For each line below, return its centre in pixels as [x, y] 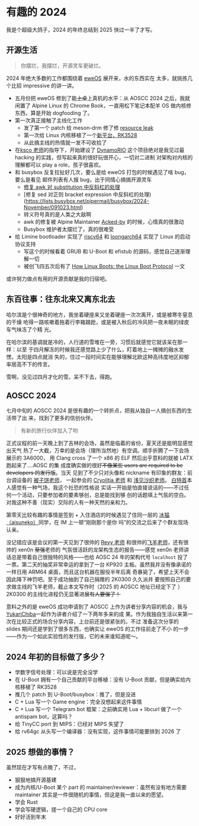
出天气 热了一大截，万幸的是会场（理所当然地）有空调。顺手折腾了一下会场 [98, 451]
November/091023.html [52, 207]
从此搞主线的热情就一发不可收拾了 [65, 142]
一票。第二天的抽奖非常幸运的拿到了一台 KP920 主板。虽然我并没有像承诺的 [99, 565]
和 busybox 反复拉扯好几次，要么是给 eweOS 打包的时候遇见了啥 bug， [102, 172]
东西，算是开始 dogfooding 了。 [54, 113]
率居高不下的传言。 [30, 364]
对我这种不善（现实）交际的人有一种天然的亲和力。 [68, 502]
